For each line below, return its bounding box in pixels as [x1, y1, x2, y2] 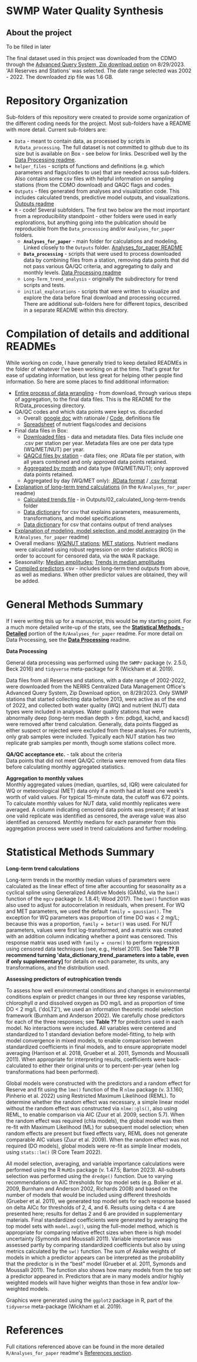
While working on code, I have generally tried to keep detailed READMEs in [6, 359, 188, 366]
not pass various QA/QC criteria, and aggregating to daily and [23, 262, 173, 269]
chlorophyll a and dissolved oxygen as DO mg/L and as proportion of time [6, 999, 185, 1006]
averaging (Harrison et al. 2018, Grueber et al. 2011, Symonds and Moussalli [6, 1049, 189, 1056]
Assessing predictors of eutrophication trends [6, 975, 122, 982]
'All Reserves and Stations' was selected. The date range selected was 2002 [6, 67, 192, 74]
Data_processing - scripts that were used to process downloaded [23, 250, 181, 257]
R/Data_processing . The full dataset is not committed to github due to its [14, 143, 189, 151]
